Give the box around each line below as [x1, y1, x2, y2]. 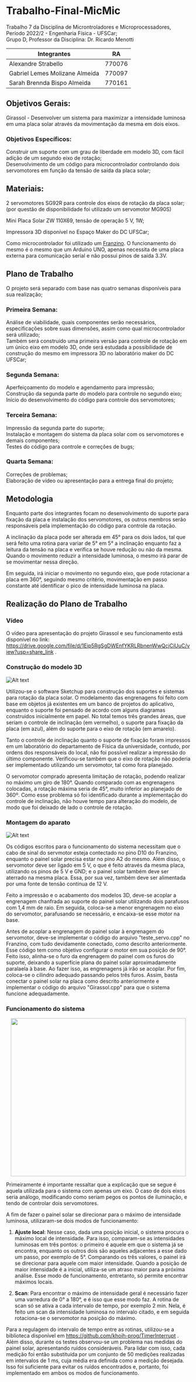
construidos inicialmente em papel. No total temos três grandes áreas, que [6, 712, 186, 719]
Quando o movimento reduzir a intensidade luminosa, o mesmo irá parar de [6, 552, 188, 559]
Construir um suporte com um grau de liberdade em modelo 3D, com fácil [6, 148, 184, 156]
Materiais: [6, 184, 44, 194]
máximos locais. [14, 1278, 54, 1285]
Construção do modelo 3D [6, 663, 82, 671]
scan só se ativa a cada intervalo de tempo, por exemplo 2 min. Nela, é [14, 1302, 186, 1309]
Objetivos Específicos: [6, 135, 72, 143]
